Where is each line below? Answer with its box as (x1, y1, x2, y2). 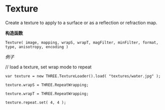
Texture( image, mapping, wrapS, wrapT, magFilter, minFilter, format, (5, 40, 158, 45)
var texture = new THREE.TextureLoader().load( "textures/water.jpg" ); (5, 73, 161, 78)
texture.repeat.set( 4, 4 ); (5, 100, 66, 105)
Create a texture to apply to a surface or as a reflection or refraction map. (5, 20, 157, 26)
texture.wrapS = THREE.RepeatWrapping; (5, 82, 89, 87)
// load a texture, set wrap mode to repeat (5, 64, 92, 70)
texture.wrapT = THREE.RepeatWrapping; (5, 91, 89, 96)
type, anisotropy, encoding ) (5, 44, 69, 49)
